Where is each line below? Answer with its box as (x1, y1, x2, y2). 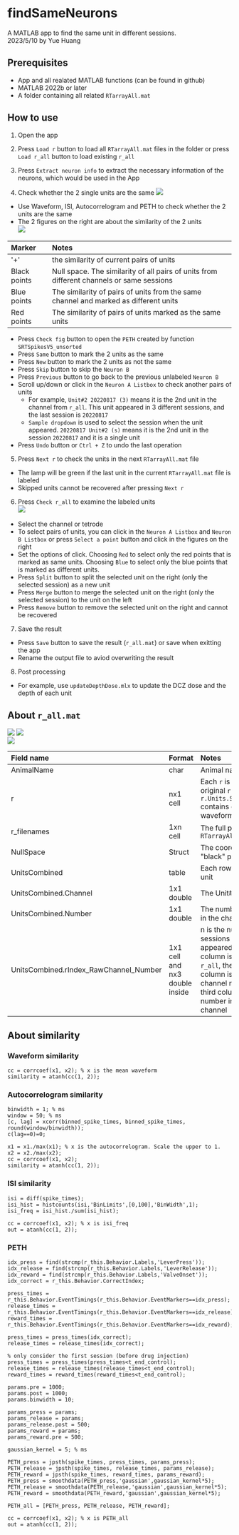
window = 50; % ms (7, 1112, 62, 1120)
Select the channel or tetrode (17, 520, 104, 528)
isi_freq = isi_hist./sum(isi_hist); (7, 1207, 119, 1215)
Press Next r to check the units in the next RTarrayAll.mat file (17, 455, 199, 463)
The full (200, 823, 226, 833)
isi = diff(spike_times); (7, 1195, 84, 1202)
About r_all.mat (7, 709, 81, 721)
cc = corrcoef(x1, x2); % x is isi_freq (7, 1220, 129, 1227)
